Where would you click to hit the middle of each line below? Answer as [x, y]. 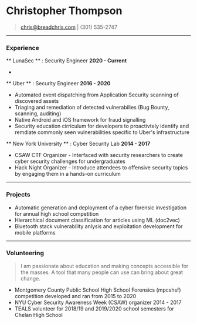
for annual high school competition [57, 213]
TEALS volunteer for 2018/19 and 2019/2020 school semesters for [94, 308]
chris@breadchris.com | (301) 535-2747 [69, 27]
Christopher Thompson [64, 11]
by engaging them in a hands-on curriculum [68, 174]
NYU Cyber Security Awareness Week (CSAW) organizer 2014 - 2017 [98, 302]
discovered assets [37, 101]
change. [30, 278]
